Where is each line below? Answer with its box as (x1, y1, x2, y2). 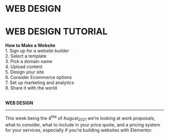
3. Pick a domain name (5, 58, 53, 64)
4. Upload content (5, 63, 43, 70)
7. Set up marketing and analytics (5, 79, 74, 85)
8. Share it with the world (5, 85, 57, 91)
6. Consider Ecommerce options (5, 74, 72, 80)
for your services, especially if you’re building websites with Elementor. (5, 127, 152, 133)
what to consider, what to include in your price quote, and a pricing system (5, 121, 160, 127)
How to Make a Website (5, 42, 55, 48)
